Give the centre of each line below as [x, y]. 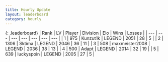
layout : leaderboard [27, 14]
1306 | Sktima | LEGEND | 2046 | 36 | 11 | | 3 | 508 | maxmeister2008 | [77, 44]
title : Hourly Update [28, 10]
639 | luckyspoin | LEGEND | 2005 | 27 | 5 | [50, 54]
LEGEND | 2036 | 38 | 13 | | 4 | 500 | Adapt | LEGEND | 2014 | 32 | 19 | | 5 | [82, 49]
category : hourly [23, 19]
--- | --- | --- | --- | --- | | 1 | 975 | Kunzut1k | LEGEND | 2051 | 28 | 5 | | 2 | [87, 38]
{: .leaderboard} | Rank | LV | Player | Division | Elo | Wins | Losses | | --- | [81, 33]
